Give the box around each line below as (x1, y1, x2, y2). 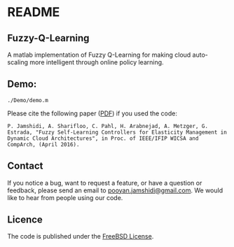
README (7, 4, 60, 20)
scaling (7, 58, 29, 66)
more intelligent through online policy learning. (29, 58, 164, 66)
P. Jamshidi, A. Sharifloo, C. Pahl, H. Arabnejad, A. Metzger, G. (7, 122, 209, 129)
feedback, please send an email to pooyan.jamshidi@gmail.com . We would (7, 186, 223, 195)
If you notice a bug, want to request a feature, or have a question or (7, 178, 202, 187)
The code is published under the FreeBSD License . (7, 232, 154, 241)
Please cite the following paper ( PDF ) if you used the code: (7, 109, 177, 118)
